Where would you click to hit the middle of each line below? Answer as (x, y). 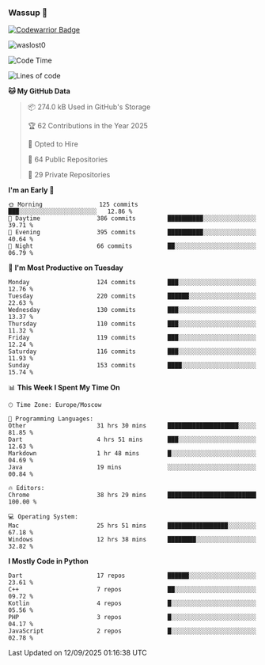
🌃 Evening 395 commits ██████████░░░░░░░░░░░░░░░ (132, 233)
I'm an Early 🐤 (31, 190)
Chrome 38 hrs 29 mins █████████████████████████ (132, 495)
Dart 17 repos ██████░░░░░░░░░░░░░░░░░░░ (132, 576)
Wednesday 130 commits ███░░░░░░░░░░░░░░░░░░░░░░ (132, 310)
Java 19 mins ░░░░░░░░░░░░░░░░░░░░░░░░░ (132, 467)
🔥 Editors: (26, 488)
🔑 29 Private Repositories (69, 175)
